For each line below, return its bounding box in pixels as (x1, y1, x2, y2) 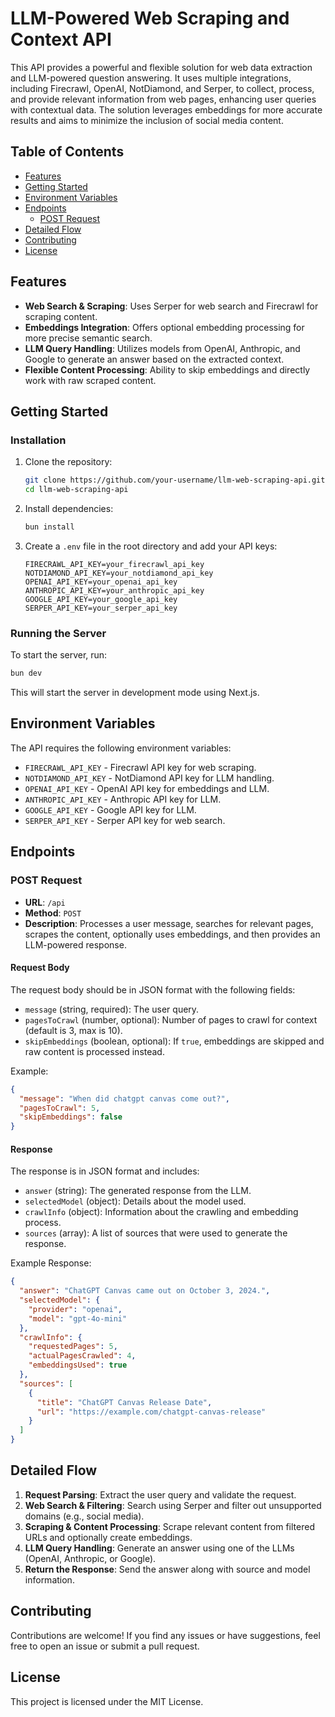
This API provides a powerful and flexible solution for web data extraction (10, 61, 313, 73)
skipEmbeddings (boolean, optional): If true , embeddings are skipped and (24, 1035, 325, 1047)
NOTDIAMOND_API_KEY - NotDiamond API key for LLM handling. (24, 772, 275, 784)
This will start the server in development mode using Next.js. (10, 687, 260, 699)
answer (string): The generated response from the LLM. (24, 1185, 252, 1197)
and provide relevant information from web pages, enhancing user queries (10, 93, 317, 105)
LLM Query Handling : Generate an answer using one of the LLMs (24, 1542, 295, 1554)
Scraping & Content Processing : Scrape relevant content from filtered (24, 1520, 315, 1532)
